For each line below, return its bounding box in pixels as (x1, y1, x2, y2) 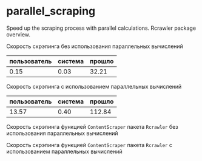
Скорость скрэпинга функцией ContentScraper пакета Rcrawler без (6, 123, 178, 130)
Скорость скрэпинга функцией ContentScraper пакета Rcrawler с (6, 141, 173, 148)
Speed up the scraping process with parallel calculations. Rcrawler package (6, 24, 196, 32)
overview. (6, 30, 30, 38)
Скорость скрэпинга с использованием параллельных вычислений (6, 83, 182, 90)
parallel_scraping (6, 4, 96, 18)
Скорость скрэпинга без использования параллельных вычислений (6, 43, 184, 50)
